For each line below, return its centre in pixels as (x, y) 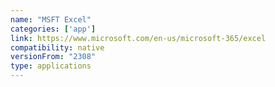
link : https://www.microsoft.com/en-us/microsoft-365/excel (138, 38)
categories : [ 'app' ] (53, 29)
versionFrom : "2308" (53, 57)
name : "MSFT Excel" (51, 19)
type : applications (51, 66)
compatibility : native (57, 47)
